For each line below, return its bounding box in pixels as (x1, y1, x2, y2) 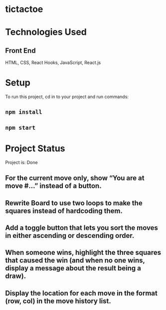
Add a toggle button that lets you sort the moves (5, 224, 159, 232)
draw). (5, 272, 26, 280)
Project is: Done (5, 159, 38, 165)
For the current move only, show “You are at (5, 174, 145, 182)
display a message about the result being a (5, 264, 141, 272)
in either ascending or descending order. (5, 231, 135, 240)
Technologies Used (5, 27, 87, 38)
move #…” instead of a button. (5, 182, 102, 190)
